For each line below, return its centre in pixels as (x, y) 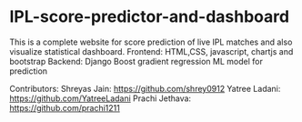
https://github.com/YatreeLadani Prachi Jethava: (101, 98)
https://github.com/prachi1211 (65, 107)
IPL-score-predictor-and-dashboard (149, 17)
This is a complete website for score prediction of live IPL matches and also (151, 42)
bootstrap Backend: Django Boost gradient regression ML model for (136, 61)
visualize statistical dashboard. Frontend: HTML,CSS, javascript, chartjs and (151, 51)
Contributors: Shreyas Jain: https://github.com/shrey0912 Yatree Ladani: (145, 88)
